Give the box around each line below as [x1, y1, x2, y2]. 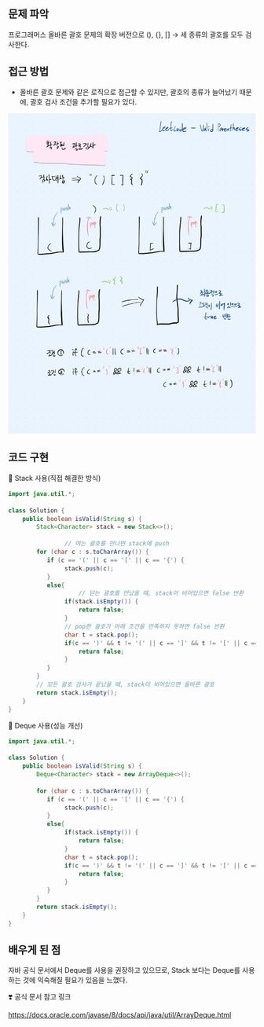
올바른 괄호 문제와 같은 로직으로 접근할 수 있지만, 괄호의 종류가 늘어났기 [19, 87, 238, 97]
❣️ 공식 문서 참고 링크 [8, 992, 71, 1002]
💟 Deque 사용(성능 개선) [8, 721, 83, 730]
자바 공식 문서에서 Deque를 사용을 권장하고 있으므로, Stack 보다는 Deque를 [8, 966, 241, 975]
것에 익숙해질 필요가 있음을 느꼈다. [22, 975, 128, 985]
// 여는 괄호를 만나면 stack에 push [64, 540, 170, 548]
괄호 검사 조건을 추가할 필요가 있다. [30, 97, 137, 106]
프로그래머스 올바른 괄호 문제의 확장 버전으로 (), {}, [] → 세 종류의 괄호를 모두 [8, 30, 244, 39]
